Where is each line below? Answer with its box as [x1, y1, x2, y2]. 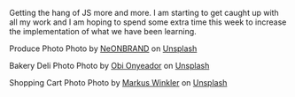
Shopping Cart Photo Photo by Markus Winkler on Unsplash [9, 78, 228, 87]
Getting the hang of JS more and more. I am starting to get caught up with [9, 8, 279, 18]
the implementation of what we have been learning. [9, 26, 197, 36]
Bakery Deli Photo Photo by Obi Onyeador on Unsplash [9, 61, 210, 71]
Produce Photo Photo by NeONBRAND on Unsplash [9, 43, 198, 54]
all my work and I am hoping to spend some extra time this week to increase [9, 17, 287, 27]
